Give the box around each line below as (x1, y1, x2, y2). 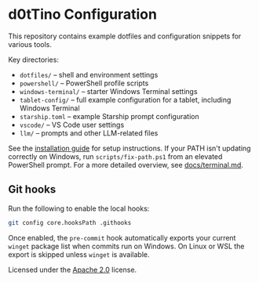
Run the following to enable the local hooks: (8, 204, 150, 213)
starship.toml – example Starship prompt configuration (19, 111, 199, 121)
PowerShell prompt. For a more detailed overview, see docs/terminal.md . (8, 160, 243, 169)
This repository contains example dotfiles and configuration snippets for (8, 31, 242, 41)
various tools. (8, 39, 53, 49)
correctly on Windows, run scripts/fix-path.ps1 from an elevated (8, 151, 223, 161)
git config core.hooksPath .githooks (8, 219, 132, 226)
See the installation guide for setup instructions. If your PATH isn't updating (8, 143, 251, 153)
